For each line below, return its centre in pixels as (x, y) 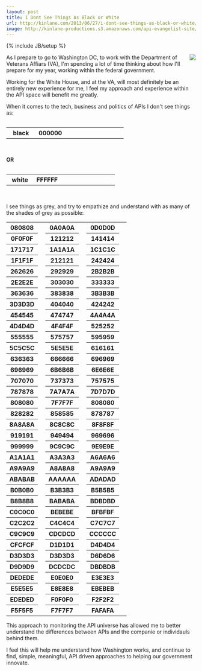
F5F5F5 (22, 611)
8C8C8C (62, 425)
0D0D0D (103, 228)
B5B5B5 (103, 491)
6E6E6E (103, 370)
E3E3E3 (103, 578)
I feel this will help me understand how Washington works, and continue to (98, 650)
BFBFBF (103, 512)
